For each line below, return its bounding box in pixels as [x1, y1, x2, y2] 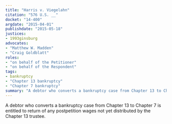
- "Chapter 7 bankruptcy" [5, 83, 60, 88]
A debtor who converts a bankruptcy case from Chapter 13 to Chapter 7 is [5, 102, 161, 108]
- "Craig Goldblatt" [5, 50, 50, 55]
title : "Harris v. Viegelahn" [5, 7, 70, 13]
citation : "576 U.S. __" [5, 12, 58, 17]
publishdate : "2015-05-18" [5, 27, 63, 32]
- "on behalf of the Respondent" [5, 64, 77, 69]
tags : [5, 69, 17, 75]
